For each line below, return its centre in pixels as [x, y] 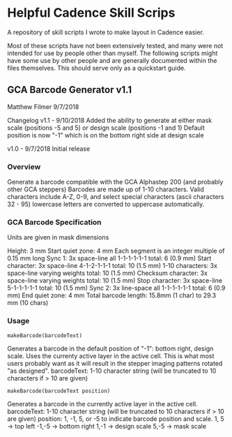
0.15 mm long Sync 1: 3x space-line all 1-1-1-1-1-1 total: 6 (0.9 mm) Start [109, 258]
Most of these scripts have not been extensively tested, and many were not [115, 45]
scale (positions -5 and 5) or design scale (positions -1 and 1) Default [106, 128]
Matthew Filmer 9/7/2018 [43, 107]
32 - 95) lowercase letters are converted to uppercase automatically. [106, 205]
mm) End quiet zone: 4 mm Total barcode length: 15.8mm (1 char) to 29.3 [112, 295]
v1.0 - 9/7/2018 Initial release [49, 149]
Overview [24, 167]
